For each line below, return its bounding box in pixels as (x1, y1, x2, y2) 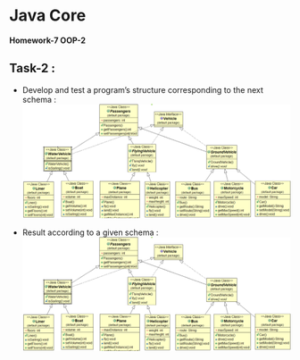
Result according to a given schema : (21, 227, 159, 238)
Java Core (9, 5, 87, 26)
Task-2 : (9, 61, 55, 76)
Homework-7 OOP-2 (9, 35, 87, 46)
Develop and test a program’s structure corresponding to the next (21, 84, 263, 95)
